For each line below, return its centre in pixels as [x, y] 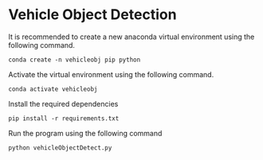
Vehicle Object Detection [92, 15]
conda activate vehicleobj [53, 89]
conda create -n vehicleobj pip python [75, 60]
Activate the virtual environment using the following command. [111, 74]
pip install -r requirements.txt [64, 118]
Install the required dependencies [63, 103]
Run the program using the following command [85, 133]
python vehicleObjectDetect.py [60, 148]
